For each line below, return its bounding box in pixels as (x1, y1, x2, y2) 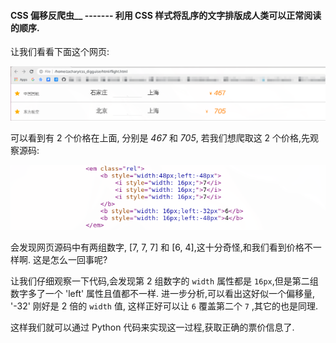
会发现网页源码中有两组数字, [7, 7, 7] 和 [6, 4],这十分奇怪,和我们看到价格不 (10, 241, 313, 253)
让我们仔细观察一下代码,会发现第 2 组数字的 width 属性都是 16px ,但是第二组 (10, 275, 319, 287)
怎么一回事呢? (49, 253, 108, 265)
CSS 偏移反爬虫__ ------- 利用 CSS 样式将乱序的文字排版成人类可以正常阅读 (10, 9, 322, 21)
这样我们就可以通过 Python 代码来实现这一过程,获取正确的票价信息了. (10, 321, 295, 333)
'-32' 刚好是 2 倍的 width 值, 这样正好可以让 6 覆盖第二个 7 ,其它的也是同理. (10, 300, 319, 312)
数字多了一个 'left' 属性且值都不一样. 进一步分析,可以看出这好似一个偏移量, (10, 287, 316, 299)
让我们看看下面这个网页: (10, 46, 110, 58)
